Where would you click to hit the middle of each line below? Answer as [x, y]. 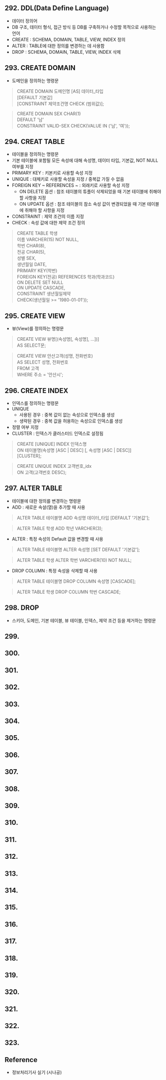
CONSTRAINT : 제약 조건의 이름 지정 [48, 217]
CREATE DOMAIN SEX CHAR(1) [49, 114]
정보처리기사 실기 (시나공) [37, 1073]
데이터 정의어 [25, 21]
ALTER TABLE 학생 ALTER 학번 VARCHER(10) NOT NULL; [74, 560]
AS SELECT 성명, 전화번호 [42, 362]
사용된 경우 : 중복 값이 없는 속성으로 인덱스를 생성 [67, 415]
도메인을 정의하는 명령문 [35, 80]
